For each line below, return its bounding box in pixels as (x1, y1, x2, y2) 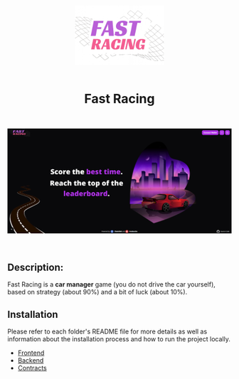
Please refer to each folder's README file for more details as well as (7, 327, 208, 336)
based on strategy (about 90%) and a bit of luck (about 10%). (7, 288, 188, 297)
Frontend (17, 348, 45, 357)
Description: (7, 261, 64, 273)
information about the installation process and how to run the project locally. (7, 335, 231, 343)
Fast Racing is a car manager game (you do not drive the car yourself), (7, 280, 216, 289)
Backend (17, 356, 44, 365)
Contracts (17, 364, 48, 373)
